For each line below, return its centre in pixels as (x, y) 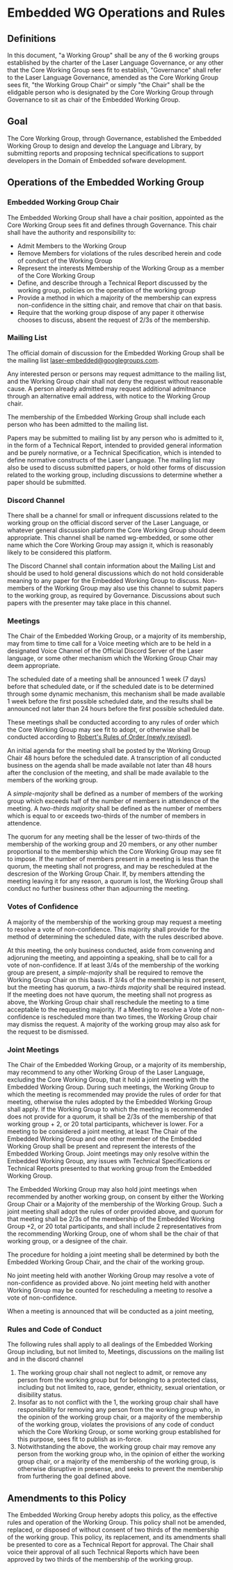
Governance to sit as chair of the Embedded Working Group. (94, 100)
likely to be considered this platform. (59, 552)
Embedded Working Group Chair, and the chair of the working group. (106, 1261)
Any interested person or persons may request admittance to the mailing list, (117, 373)
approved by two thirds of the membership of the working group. (100, 1560)
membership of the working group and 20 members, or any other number (112, 844)
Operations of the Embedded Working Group (106, 182)
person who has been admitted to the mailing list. (78, 424)
